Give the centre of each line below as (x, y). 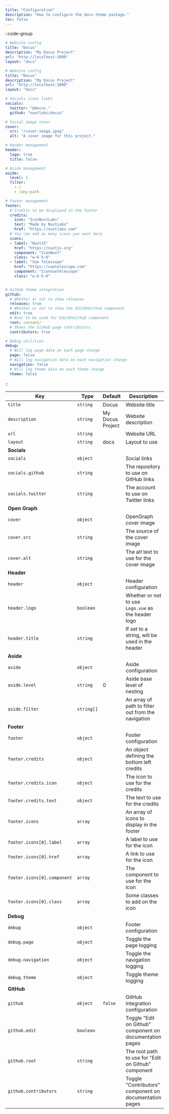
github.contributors (32, 1091)
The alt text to (142, 552)
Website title (140, 405)
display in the (141, 825)
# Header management (27, 145)
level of (134, 685)
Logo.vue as (139, 608)
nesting (134, 691)
